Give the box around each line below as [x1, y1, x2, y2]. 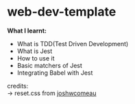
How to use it [16, 54, 55, 62]
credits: [7, 82, 29, 90]
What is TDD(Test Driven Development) [16, 39, 129, 48]
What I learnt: [7, 27, 47, 35]
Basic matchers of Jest [16, 61, 82, 69]
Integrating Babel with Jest [16, 69, 93, 77]
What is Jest [16, 47, 53, 55]
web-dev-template [7, 4, 116, 20]
